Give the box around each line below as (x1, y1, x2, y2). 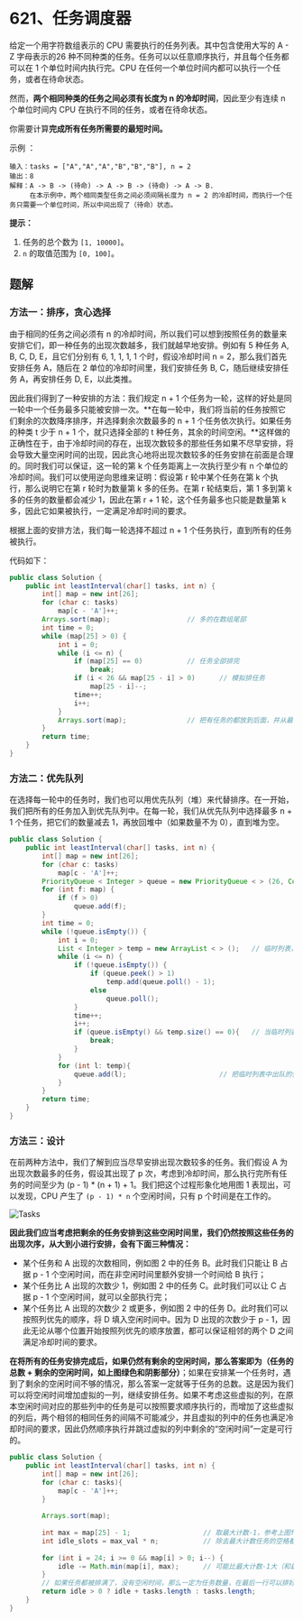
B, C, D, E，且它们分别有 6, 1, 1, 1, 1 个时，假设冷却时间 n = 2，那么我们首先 (9, 351, 287, 362)
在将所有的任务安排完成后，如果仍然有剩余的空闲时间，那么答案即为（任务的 (9, 1356, 294, 1367)
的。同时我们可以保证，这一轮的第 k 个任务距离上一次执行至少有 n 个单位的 (9, 460, 289, 471)
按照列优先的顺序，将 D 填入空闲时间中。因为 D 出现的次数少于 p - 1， (22, 1314, 283, 1325)
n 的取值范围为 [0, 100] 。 (22, 247, 120, 258)
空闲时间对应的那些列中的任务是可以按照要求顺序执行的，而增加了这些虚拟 (16, 1401, 294, 1412)
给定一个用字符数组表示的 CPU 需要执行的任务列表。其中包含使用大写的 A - (9, 40, 289, 51)
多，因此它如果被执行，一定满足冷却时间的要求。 (9, 505, 191, 516)
